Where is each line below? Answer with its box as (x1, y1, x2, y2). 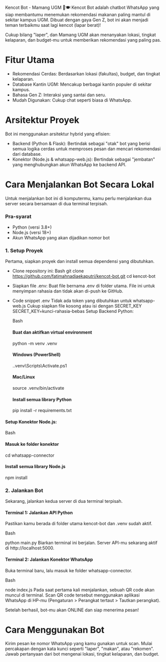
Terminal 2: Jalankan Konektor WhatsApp (5, 556, 93, 562)
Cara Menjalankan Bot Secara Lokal (5, 179, 155, 190)
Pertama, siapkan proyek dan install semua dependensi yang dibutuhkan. (5, 258, 155, 264)
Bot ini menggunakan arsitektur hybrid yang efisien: (5, 131, 111, 137)
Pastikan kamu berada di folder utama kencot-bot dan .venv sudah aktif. (5, 521, 153, 527)
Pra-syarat (5, 213, 32, 220)
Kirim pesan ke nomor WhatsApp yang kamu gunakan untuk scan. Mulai (5, 641, 153, 647)
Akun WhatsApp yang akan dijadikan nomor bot (12, 235, 110, 241)
